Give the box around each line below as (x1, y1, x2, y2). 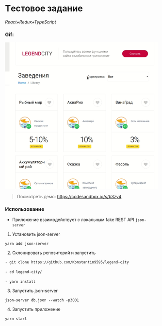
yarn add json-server (5, 241, 49, 246)
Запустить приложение (12, 306, 61, 312)
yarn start (5, 316, 27, 321)
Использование (5, 206, 45, 212)
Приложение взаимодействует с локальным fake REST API (12, 217, 134, 223)
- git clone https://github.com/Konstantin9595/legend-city (5, 259, 130, 265)
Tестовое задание (5, 3, 83, 14)
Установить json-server (12, 231, 61, 237)
